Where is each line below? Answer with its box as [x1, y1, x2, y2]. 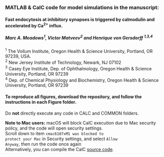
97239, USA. [5, 53, 31, 59]
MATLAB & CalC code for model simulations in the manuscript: [5, 4, 159, 11]
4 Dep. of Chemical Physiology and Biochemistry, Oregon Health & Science [5, 76, 159, 83]
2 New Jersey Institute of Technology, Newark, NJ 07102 [5, 59, 122, 66]
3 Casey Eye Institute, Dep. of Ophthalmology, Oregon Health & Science [5, 65, 152, 71]
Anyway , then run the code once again [5, 141, 82, 147]
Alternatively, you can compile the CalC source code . [5, 146, 114, 152]
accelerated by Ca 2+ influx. [5, 21, 63, 28]
